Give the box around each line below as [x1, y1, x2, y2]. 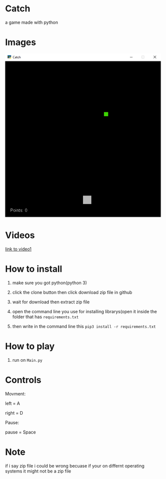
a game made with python [5, 19, 58, 25]
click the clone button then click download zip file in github [12, 289, 132, 295]
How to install [5, 263, 63, 275]
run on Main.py [12, 357, 43, 363]
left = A [5, 400, 20, 406]
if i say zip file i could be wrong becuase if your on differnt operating [5, 463, 145, 469]
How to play [5, 341, 55, 352]
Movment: [5, 390, 26, 396]
